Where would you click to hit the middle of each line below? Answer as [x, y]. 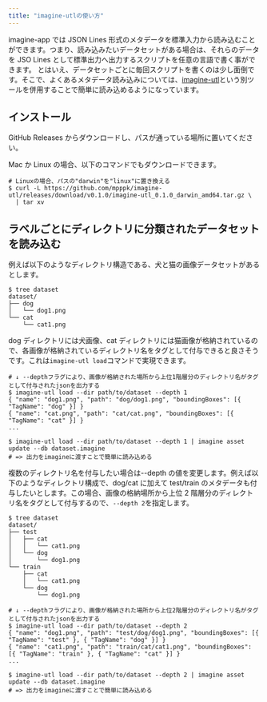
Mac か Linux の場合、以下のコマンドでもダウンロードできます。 [115, 165]
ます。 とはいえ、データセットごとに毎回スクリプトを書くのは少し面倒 [131, 70]
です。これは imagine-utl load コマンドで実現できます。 [99, 361]
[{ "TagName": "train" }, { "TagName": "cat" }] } [94, 654]
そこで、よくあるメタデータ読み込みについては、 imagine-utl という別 [134, 79]
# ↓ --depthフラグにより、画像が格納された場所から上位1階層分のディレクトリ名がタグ [133, 377]
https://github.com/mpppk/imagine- [103, 189]
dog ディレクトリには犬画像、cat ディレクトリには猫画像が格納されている [130, 341]
